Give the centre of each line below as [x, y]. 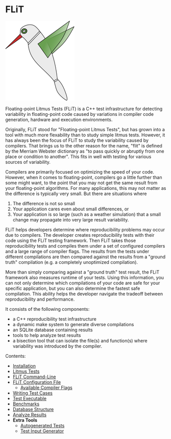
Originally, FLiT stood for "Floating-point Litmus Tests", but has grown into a [85, 129]
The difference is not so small [44, 203]
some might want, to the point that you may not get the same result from [81, 183]
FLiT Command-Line [34, 377]
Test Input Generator [42, 431]
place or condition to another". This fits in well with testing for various [78, 156]
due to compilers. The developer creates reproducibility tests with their [80, 235]
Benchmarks [26, 404]
